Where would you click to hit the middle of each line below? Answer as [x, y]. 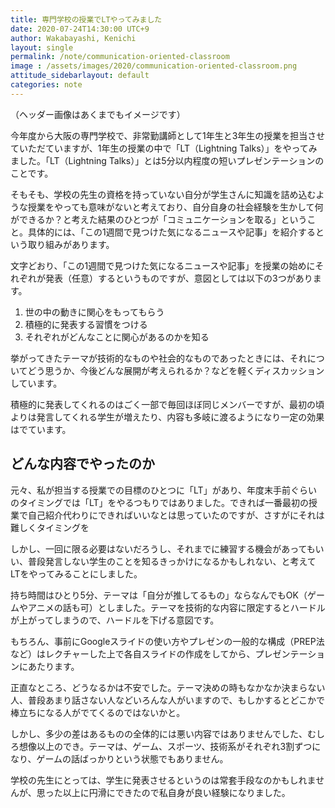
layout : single [42, 47]
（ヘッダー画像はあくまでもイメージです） [98, 114]
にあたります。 [49, 666]
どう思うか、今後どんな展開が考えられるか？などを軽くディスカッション [176, 370]
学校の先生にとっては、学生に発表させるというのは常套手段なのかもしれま [163, 780]
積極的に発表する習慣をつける [86, 324]
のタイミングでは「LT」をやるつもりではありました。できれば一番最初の [160, 502]
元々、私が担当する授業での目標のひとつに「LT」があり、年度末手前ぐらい [164, 490]
